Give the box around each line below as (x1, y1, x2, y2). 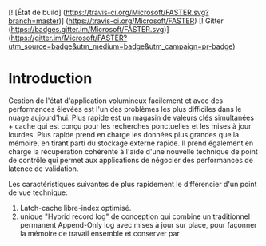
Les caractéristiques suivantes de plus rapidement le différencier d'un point (8, 179, 257, 188)
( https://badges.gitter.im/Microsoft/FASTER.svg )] (8, 25, 169, 34)
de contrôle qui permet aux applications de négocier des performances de (8, 155, 254, 165)
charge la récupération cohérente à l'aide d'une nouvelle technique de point (8, 146, 258, 156)
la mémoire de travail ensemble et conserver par (19, 228, 180, 238)
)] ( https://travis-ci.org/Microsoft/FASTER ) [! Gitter (58, 16, 224, 26)
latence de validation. (8, 164, 79, 173)
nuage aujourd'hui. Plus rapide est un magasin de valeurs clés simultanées (8, 113, 254, 122)
